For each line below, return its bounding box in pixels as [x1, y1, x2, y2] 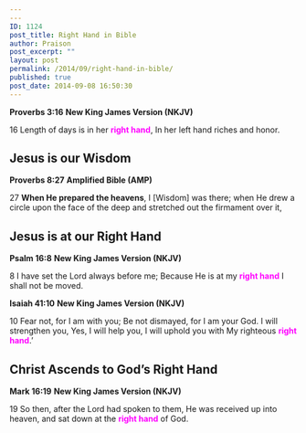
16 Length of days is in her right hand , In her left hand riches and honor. [9, 124, 280, 135]
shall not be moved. [9, 280, 84, 291]
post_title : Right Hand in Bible [9, 30, 137, 39]
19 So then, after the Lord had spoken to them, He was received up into [9, 404, 278, 415]
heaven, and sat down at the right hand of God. [9, 413, 189, 425]
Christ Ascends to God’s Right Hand [9, 362, 218, 377]
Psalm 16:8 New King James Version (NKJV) [9, 253, 183, 264]
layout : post [9, 56, 59, 65]
